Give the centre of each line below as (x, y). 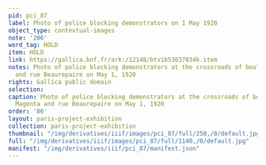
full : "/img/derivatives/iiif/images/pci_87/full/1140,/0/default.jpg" (129, 141)
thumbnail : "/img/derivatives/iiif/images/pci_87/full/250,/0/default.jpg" (136, 133)
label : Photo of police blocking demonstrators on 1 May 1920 (113, 23)
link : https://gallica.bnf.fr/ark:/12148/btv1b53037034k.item (113, 60)
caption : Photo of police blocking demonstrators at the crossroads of (129, 97)
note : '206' (28, 38)
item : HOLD (26, 52)
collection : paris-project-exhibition (72, 126)
